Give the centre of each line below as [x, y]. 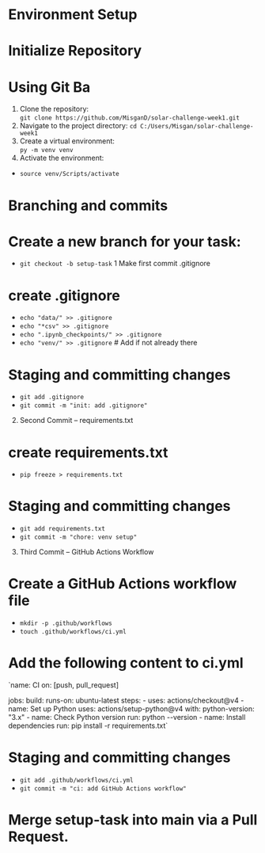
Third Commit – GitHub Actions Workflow [87, 552]
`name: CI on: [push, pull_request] [63, 685]
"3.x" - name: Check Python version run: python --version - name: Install [127, 718]
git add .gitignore [52, 398]
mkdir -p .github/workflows [66, 623]
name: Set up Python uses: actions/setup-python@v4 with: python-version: [131, 709]
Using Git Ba [49, 87]
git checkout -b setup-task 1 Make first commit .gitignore [115, 264]
